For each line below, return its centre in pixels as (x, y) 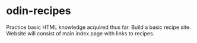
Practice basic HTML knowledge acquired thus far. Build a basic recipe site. (99, 27)
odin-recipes (39, 11)
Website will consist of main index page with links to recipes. (80, 33)
